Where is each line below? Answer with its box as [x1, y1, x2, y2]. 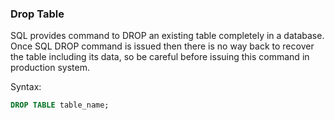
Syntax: [10, 81, 42, 93]
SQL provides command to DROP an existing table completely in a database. [10, 30, 325, 42]
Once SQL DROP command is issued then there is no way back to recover [10, 40, 315, 52]
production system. [10, 62, 90, 74]
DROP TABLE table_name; [10, 100, 110, 111]
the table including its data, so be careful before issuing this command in [10, 51, 310, 63]
